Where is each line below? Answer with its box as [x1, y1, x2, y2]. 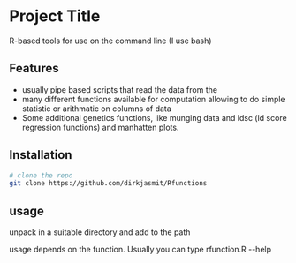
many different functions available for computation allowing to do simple [21, 94, 285, 104]
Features [9, 61, 59, 76]
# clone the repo [9, 170, 73, 180]
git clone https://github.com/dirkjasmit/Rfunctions [9, 179, 208, 188]
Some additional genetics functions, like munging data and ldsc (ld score [21, 112, 287, 123]
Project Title [9, 6, 101, 26]
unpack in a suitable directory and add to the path [9, 227, 191, 237]
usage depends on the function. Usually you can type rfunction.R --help [9, 244, 272, 255]
